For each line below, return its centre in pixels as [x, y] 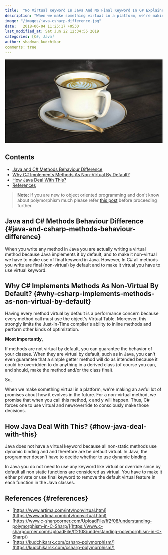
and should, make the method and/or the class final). [59, 370]
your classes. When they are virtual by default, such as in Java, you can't [80, 354]
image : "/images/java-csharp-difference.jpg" [53, 21]
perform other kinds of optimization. [42, 329]
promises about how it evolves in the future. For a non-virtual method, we [81, 395]
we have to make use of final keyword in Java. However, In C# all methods [82, 259]
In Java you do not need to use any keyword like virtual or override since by [83, 467]
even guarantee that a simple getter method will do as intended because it [82, 359]
